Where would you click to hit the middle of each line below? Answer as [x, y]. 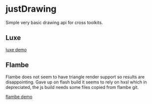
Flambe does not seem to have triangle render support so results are [75, 77]
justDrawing [31, 9]
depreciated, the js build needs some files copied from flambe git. [72, 87]
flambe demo [19, 97]
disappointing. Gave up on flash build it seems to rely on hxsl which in [76, 82]
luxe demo [16, 49]
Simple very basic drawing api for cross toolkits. [54, 22]
